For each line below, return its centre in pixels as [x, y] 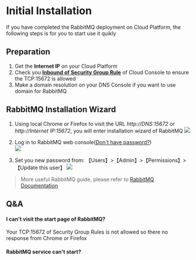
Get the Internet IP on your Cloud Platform [66, 66]
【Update [26, 167]
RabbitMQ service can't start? [44, 252]
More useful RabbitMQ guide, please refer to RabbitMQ [87, 179]
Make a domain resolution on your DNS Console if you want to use [95, 85]
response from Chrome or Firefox [46, 238]
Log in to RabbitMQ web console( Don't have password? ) [83, 142]
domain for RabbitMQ [41, 91]
